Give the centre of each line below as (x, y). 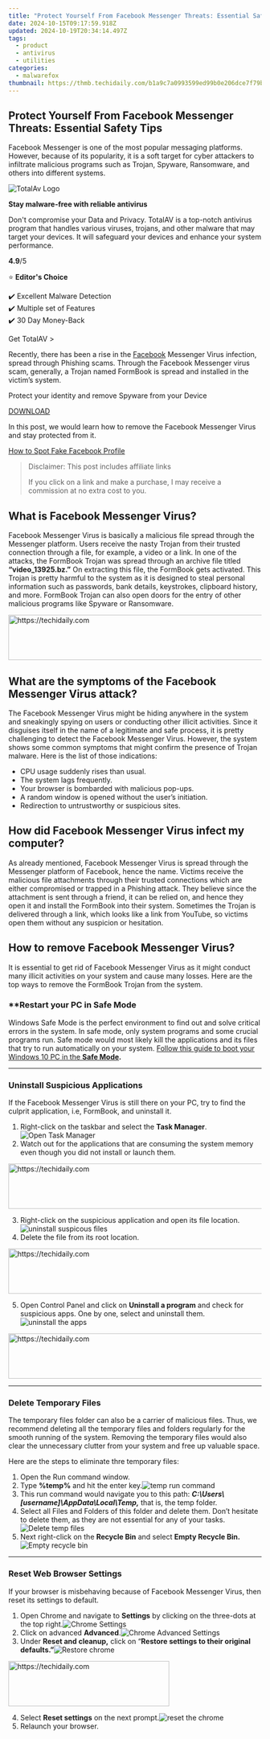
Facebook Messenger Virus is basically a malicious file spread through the (131, 535)
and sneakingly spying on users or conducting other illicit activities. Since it (133, 721)
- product (32, 46)
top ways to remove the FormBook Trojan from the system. (106, 984)
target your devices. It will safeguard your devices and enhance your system (135, 237)
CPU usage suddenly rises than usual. (83, 771)
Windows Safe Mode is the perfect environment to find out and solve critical (135, 1023)
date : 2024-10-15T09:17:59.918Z (62, 23)
